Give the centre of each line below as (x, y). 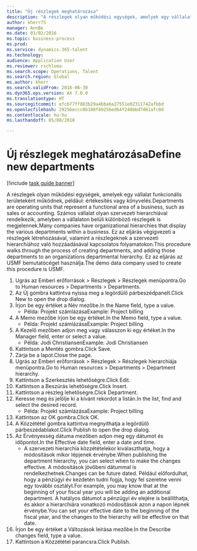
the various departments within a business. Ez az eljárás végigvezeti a (91, 232)
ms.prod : (17, 45)
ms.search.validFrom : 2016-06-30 (47, 88)
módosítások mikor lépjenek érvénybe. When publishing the (95, 455)
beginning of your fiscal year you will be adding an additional (97, 492)
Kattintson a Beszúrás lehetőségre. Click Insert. (71, 386)
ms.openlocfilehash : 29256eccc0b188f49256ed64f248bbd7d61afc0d (85, 109)
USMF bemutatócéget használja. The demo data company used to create (94, 263)
